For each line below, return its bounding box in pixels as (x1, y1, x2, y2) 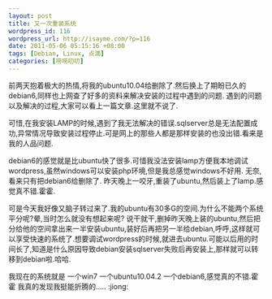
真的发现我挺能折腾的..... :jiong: (24, 281, 129, 291)
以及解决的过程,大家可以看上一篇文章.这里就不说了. (8, 101, 179, 110)
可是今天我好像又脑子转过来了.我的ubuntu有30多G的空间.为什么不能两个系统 (8, 203, 264, 213)
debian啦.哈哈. (22, 253, 71, 264)
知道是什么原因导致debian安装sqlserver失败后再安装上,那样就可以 (32, 244, 252, 253)
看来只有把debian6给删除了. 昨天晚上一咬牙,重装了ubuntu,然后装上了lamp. (8, 175, 257, 185)
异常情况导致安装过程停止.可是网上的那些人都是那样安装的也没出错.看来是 (17, 128, 264, 138)
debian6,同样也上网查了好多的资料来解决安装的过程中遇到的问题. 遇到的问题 (8, 90, 262, 100)
